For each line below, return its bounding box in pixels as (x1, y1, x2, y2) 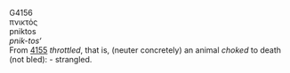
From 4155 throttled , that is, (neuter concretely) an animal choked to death (9, 45, 282, 55)
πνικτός (9, 17, 38, 27)
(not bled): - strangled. (9, 55, 93, 64)
